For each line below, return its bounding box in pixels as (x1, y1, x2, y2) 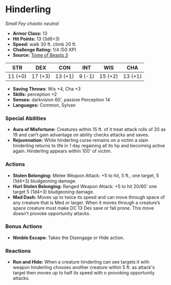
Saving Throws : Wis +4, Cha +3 (12, 86, 81, 92)
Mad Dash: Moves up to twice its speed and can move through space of (12, 194, 165, 200)
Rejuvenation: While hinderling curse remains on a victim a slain (12, 137, 149, 143)
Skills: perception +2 (12, 91, 57, 97)
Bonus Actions (5, 223, 42, 230)
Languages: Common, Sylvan (12, 102, 76, 108)
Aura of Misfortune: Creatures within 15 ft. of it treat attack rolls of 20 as (12, 126, 166, 133)
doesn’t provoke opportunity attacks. (12, 210, 91, 216)
